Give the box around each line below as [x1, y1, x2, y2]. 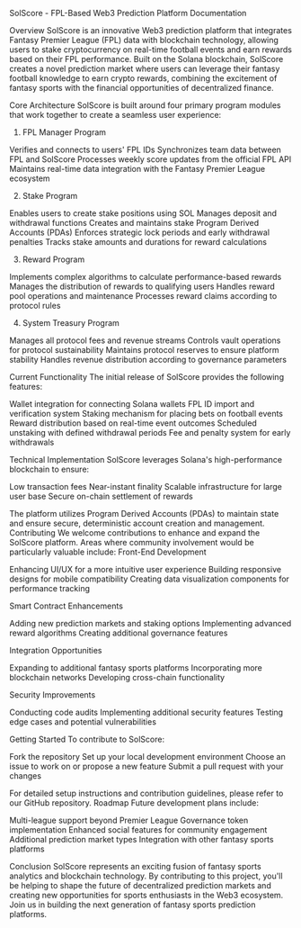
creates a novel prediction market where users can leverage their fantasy [9, 63, 280, 74]
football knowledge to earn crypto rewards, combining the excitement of [9, 73, 278, 84]
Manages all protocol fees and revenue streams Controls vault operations [9, 335, 281, 346]
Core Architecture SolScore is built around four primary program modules [9, 100, 281, 111]
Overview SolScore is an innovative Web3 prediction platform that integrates [9, 25, 292, 35]
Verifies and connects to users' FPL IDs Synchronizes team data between [9, 144, 281, 155]
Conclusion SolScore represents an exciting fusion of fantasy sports [9, 861, 262, 871]
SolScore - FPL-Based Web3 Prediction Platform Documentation [9, 8, 247, 18]
